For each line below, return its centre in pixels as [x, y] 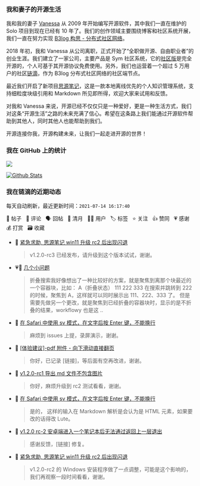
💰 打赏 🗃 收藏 [25, 228]
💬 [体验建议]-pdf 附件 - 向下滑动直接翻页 [65, 348]
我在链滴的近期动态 [34, 192]
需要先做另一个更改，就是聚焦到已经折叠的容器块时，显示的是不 [108, 303]
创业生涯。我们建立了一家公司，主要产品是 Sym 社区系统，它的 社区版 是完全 [99, 58]
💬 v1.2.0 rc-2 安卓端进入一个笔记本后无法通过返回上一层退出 [88, 431]
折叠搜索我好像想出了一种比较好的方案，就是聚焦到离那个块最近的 [110, 280]
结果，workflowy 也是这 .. [72, 310]
